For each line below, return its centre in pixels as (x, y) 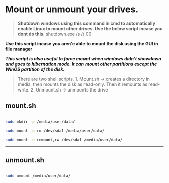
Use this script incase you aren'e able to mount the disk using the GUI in (82, 43)
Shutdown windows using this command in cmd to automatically (87, 23)
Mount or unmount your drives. (72, 9)
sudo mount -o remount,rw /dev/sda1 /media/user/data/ (64, 140)
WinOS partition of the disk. (35, 69)
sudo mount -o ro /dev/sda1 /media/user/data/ (55, 131)
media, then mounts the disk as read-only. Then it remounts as (82, 84)
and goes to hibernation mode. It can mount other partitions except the (81, 64)
